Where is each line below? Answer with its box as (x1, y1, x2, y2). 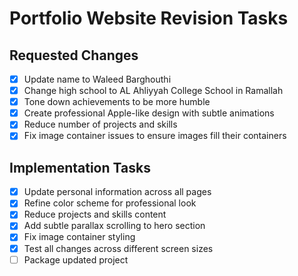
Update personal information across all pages (23, 186, 212, 198)
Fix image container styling (23, 231, 136, 243)
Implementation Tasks (9, 159, 151, 176)
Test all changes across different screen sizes (23, 242, 214, 254)
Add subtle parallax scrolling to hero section (23, 220, 206, 232)
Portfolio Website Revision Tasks (9, 7, 289, 30)
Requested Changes (9, 47, 139, 64)
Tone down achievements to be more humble (23, 96, 211, 108)
